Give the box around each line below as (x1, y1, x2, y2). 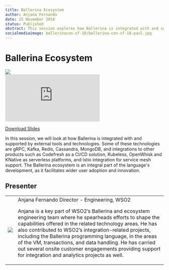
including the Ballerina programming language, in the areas (18, 232, 157, 239)
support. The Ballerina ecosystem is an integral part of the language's (5, 162, 150, 168)
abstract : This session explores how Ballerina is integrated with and (5, 26, 158, 31)
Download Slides (5, 125, 40, 131)
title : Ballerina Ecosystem (5, 7, 64, 13)
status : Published (5, 21, 44, 27)
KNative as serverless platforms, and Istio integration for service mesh (5, 156, 151, 162)
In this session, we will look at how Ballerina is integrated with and (5, 135, 142, 141)
